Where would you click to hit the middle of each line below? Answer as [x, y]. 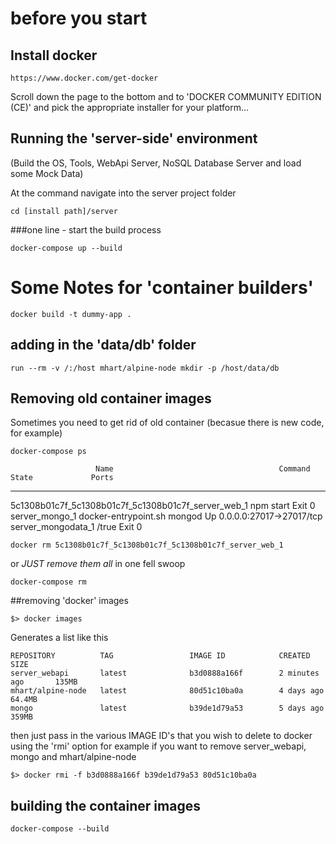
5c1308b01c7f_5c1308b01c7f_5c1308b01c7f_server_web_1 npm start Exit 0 [163, 506]
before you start [79, 18]
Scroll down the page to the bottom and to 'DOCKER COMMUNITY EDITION [166, 96]
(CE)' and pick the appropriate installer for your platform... [130, 107]
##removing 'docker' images [69, 601]
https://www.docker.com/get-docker [84, 78]
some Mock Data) [47, 173]
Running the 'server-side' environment [134, 138]
